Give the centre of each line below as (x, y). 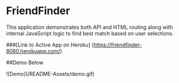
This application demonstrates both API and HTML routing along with (89, 27)
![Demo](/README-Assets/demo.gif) (50, 74)
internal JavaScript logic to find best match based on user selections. (90, 33)
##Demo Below (25, 62)
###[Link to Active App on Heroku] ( (50, 45)
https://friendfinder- (118, 45)
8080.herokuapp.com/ (33, 51)
